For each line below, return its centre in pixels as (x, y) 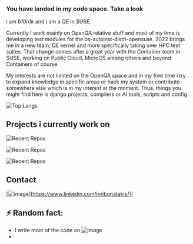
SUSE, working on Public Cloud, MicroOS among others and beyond (89, 58)
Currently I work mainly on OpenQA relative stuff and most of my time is (93, 33)
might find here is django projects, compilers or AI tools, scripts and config (96, 94)
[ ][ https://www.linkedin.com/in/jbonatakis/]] (70, 193)
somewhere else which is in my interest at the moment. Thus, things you (94, 88)
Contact (21, 180)
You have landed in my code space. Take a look (75, 9)
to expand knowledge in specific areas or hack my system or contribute (93, 82)
